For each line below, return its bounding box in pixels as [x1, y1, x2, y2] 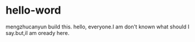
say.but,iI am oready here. [5, 29, 70, 36]
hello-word [5, 4, 61, 17]
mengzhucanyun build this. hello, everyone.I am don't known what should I [5, 23, 190, 30]
